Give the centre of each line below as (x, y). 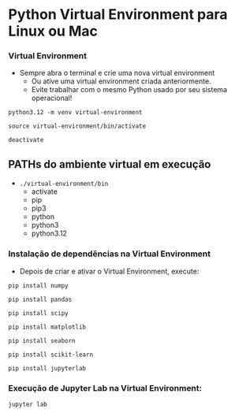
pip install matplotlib (47, 327)
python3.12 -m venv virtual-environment (76, 113)
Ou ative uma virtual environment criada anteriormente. (121, 81)
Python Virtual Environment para (118, 15)
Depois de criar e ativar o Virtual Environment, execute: (109, 271)
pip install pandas (40, 299)
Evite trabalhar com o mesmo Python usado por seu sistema (129, 90)
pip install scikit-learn (50, 355)
